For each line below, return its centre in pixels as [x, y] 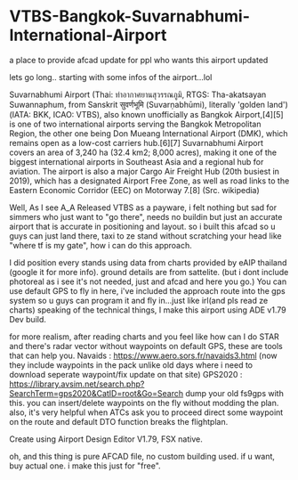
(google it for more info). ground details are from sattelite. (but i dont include [149, 272]
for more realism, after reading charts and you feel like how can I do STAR [145, 337]
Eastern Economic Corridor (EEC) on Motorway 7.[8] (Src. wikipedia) [134, 190]
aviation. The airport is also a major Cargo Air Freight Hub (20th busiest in [145, 171]
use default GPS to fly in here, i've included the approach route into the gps [148, 290]
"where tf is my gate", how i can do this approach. [101, 245]
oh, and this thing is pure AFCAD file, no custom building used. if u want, [142, 456]
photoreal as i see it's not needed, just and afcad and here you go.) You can [148, 281]
